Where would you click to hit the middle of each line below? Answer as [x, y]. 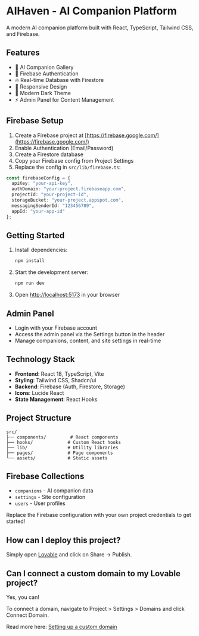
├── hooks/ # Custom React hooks [63, 442]
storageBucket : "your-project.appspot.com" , [68, 200]
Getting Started [35, 235]
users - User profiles [40, 503]
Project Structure [39, 418]
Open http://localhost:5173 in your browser [67, 295]
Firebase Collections [45, 476]
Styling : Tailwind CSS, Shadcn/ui [55, 380]
